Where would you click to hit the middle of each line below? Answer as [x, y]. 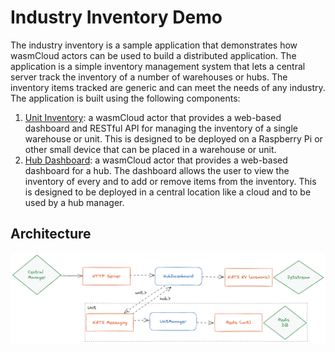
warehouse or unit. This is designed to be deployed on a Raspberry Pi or [173, 138]
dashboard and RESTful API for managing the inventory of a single [161, 128]
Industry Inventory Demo [116, 17]
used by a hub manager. [74, 202]
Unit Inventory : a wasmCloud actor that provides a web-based [153, 117]
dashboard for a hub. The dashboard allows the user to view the [157, 170]
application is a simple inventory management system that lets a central [158, 66]
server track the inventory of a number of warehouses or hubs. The [149, 77]
